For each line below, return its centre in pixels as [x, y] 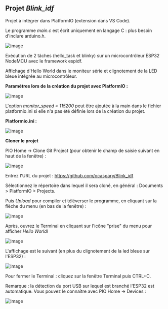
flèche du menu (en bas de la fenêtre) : [46, 206]
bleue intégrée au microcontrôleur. [41, 76]
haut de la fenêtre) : [26, 156]
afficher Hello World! [27, 231]
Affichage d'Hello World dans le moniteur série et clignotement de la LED [81, 71]
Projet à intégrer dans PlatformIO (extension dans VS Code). [68, 20]
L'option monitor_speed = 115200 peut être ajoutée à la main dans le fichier [83, 106]
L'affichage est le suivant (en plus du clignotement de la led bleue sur [78, 251]
